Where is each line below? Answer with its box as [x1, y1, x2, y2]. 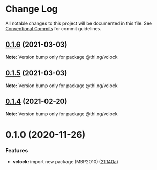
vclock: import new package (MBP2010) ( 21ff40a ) [12, 158, 119, 164]
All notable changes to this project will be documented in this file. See [5, 20, 152, 26]
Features [5, 147, 28, 154]
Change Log [5, 3, 58, 15]
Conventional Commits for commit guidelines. [5, 25, 101, 31]
